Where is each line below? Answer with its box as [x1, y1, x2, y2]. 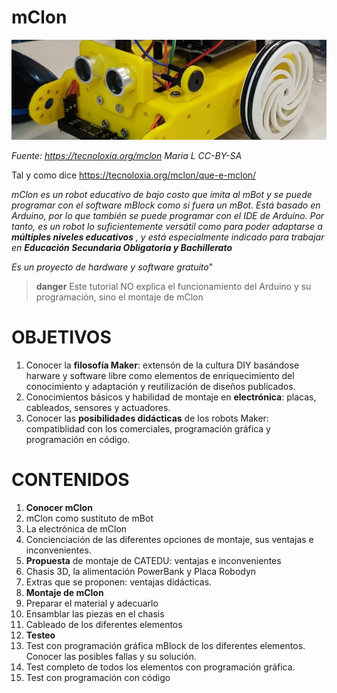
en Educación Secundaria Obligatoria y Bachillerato [11, 241, 233, 253]
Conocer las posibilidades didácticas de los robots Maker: [25, 412, 269, 424]
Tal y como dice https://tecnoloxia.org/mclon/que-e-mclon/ [11, 169, 257, 181]
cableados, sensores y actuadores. [25, 401, 171, 413]
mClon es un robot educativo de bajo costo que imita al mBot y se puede [11, 188, 313, 200]
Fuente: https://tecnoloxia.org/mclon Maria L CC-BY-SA [11, 149, 243, 161]
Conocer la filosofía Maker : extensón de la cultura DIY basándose [25, 359, 300, 371]
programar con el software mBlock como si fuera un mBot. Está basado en [11, 199, 321, 211]
